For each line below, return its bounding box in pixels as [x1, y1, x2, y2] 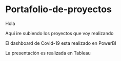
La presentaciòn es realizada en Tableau [5, 50, 91, 56]
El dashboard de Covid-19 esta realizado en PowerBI [5, 40, 116, 46]
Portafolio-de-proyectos [5, 4, 112, 15]
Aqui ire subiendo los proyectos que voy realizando [5, 30, 114, 36]
